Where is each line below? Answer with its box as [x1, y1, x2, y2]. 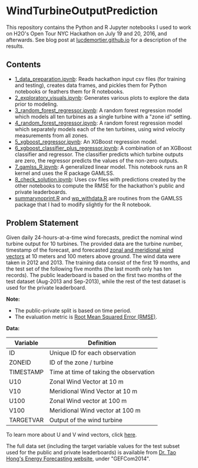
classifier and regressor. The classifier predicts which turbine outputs [14, 151, 184, 158]
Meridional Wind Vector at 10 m [49, 387, 137, 395]
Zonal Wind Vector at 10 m [49, 377, 124, 385]
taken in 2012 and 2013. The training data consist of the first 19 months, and [6, 259, 190, 266]
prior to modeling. [14, 100, 58, 108]
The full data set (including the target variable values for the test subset [6, 442, 180, 450]
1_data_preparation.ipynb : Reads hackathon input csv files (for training [14, 75, 186, 82]
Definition [88, 339, 117, 347]
